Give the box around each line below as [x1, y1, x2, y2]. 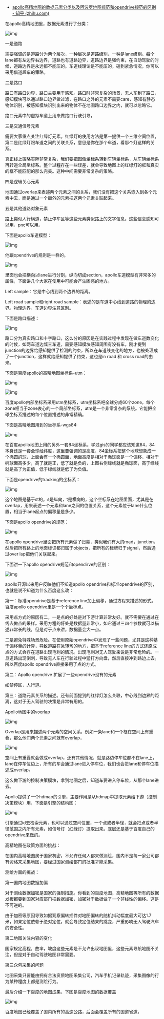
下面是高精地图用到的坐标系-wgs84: [5, 422, 78, 427]
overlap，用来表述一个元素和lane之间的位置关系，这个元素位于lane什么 [5, 503, 148, 508]
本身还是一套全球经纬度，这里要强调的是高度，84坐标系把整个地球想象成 [5, 448, 152, 453]
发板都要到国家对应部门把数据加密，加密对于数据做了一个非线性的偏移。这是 [5, 896, 159, 902]
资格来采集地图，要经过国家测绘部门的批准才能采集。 [9, 859, 116, 865]
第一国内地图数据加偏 [5, 880, 48, 885]
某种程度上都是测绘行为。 [9, 978, 61, 984]
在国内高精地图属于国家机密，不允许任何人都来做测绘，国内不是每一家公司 [5, 853, 155, 858]
